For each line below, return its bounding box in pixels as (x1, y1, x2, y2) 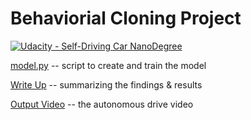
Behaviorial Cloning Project (10, 7, 242, 30)
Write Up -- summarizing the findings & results (10, 78, 203, 91)
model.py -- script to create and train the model (10, 59, 207, 71)
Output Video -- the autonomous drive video (10, 98, 194, 110)
